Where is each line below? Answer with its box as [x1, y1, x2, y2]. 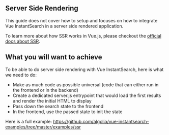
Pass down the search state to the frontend [12, 103, 103, 109]
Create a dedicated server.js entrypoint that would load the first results [12, 92, 161, 98]
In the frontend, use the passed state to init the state [12, 109, 123, 115]
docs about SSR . [5, 38, 40, 44]
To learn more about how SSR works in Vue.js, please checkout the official [5, 32, 162, 39]
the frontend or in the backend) [12, 87, 79, 93]
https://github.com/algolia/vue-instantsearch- [53, 118, 149, 124]
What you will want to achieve [5, 53, 103, 61]
